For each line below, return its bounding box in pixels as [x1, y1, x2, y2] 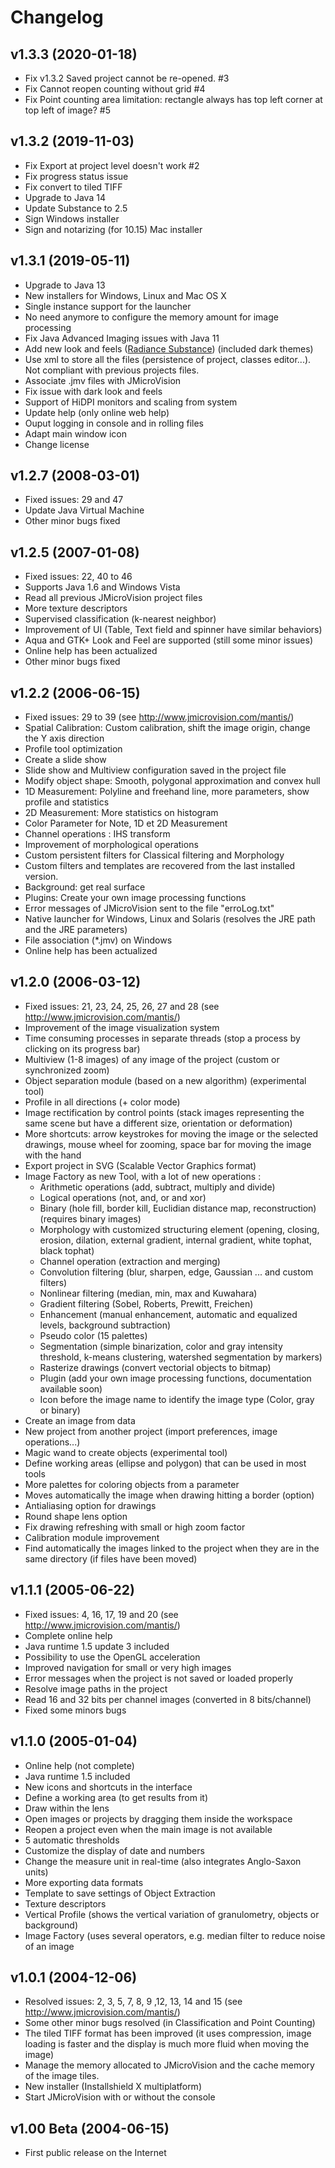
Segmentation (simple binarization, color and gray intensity [39, 1340, 283, 1352]
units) [24, 1866, 49, 1878]
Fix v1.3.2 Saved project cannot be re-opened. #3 [24, 72, 230, 84]
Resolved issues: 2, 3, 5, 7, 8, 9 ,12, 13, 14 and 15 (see [24, 1996, 243, 2008]
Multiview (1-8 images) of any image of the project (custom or [24, 1053, 280, 1065]
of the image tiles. [24, 2070, 100, 2082]
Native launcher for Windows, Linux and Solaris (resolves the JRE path [24, 913, 316, 925]
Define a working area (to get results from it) [24, 1791, 209, 1803]
